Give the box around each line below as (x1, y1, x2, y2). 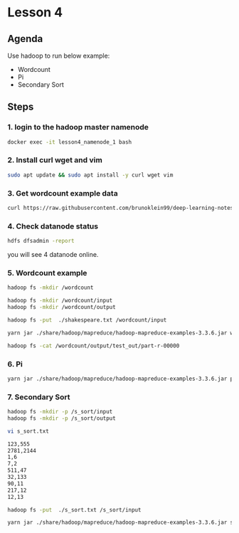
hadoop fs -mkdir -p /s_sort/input (7, 408, 113, 416)
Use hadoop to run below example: (7, 51, 110, 60)
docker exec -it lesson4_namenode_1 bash (7, 138, 132, 146)
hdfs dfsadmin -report (7, 238, 75, 245)
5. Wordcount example (7, 268, 87, 278)
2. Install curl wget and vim (7, 155, 103, 165)
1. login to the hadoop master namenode (7, 122, 149, 132)
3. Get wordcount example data (7, 188, 119, 198)
